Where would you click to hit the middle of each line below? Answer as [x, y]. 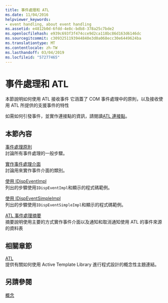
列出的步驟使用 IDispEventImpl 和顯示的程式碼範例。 [59, 188]
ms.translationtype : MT [30, 43]
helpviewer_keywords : [28, 19]
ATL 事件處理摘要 [23, 216]
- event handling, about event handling [49, 24]
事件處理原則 [18, 147]
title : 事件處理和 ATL [27, 10]
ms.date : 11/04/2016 [27, 15]
